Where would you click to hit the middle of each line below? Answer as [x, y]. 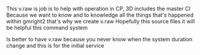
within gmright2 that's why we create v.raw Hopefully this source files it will [101, 21]
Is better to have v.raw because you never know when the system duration [99, 39]
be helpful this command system [47, 27]
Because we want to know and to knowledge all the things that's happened [100, 15]
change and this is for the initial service [55, 45]
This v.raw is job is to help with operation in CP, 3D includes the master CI [98, 9]
